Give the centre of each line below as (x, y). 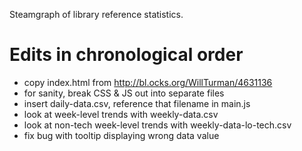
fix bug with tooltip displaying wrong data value (121, 135)
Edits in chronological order (126, 55)
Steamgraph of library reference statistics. (96, 14)
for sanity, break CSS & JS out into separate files (124, 93)
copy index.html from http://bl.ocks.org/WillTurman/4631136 (148, 82)
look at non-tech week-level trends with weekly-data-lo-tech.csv (157, 125)
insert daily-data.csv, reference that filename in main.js (137, 103)
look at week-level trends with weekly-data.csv (121, 114)
